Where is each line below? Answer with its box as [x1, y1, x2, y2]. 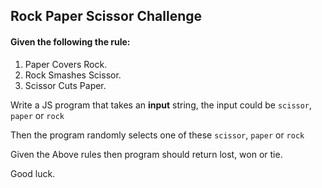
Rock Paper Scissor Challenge [10, 8, 202, 25]
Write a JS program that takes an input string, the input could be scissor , [10, 99, 313, 111]
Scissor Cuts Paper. [24, 79, 107, 91]
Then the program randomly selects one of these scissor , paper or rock [10, 129, 305, 141]
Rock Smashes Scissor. [24, 69, 122, 81]
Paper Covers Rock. [24, 58, 108, 70]
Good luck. [10, 167, 56, 179]
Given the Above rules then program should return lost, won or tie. [10, 148, 283, 160]
